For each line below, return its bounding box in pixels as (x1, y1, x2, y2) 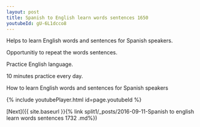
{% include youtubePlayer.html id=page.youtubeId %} (6, 96, 142, 104)
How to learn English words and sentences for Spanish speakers (6, 84, 169, 92)
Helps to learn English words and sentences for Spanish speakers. (6, 37, 173, 45)
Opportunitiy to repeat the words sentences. (6, 49, 118, 56)
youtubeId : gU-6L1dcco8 (6, 20, 67, 26)
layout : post (6, 9, 40, 15)
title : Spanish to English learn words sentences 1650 (6, 15, 149, 21)
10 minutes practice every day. (6, 73, 84, 80)
